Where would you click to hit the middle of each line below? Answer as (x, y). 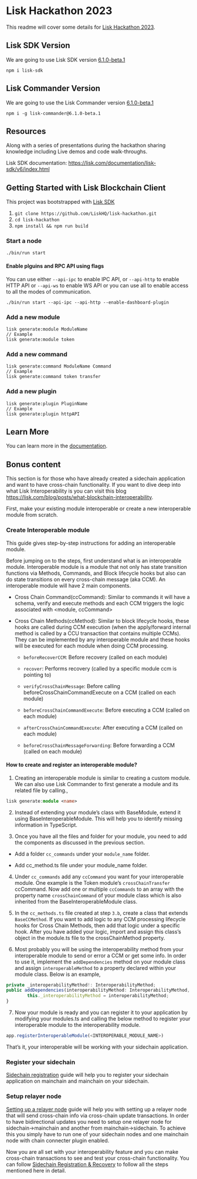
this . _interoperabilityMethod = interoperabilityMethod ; (98, 996)
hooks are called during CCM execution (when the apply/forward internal (103, 627)
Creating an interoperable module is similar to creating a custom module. (102, 778)
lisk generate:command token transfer (53, 377)
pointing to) (37, 675)
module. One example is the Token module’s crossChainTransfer (92, 882)
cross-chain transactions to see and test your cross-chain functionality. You (98, 1158)
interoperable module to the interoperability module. (77, 1025)
